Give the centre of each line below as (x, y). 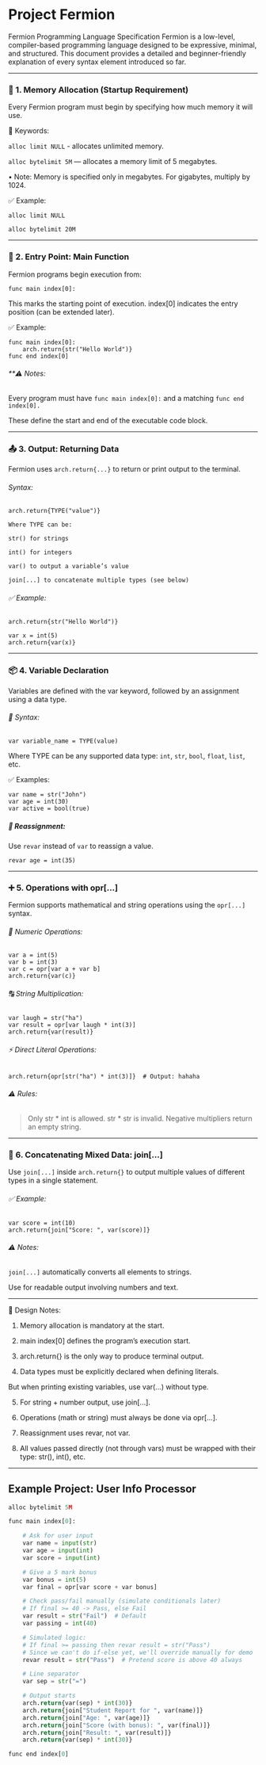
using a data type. (38, 699)
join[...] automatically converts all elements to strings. (100, 1272)
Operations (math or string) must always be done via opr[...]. (118, 1417)
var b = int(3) (33, 962)
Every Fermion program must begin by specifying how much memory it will (131, 107)
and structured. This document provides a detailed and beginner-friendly (127, 53)
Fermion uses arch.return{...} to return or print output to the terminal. (125, 469)
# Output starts (49, 1696)
